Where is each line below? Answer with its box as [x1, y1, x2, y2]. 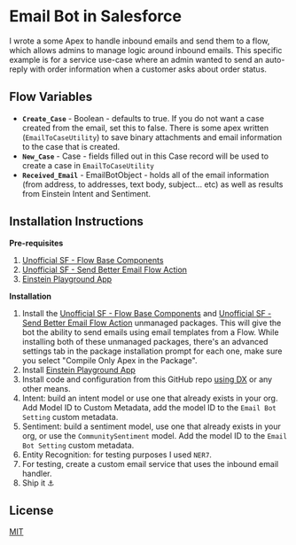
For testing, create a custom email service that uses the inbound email [21, 458, 279, 469]
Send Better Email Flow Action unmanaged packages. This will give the [21, 317, 282, 328]
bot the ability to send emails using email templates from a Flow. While [21, 326, 279, 338]
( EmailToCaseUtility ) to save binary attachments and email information [21, 131, 283, 143]
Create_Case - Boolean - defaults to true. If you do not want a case [21, 113, 264, 123]
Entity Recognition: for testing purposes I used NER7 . [21, 449, 213, 460]
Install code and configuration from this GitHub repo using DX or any [21, 374, 273, 385]
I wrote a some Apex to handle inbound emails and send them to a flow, [9, 35, 270, 46]
